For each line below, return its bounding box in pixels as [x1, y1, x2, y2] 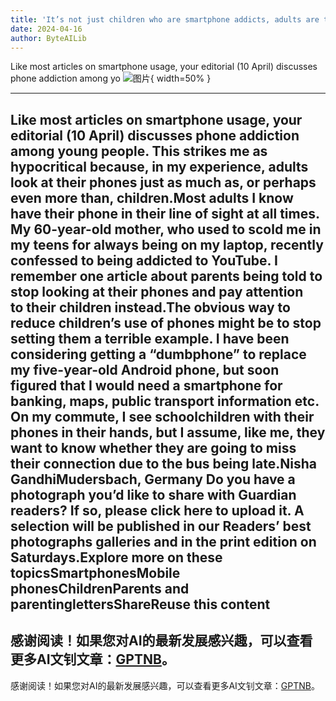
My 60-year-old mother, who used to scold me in [10, 221, 322, 238]
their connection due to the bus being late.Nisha [10, 455, 317, 472]
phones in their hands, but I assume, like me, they [10, 424, 326, 441]
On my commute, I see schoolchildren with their [10, 408, 315, 425]
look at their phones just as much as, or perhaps [10, 174, 317, 191]
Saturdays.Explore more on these [10, 549, 223, 566]
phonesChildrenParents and [10, 580, 190, 597]
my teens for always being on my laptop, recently [10, 236, 324, 253]
